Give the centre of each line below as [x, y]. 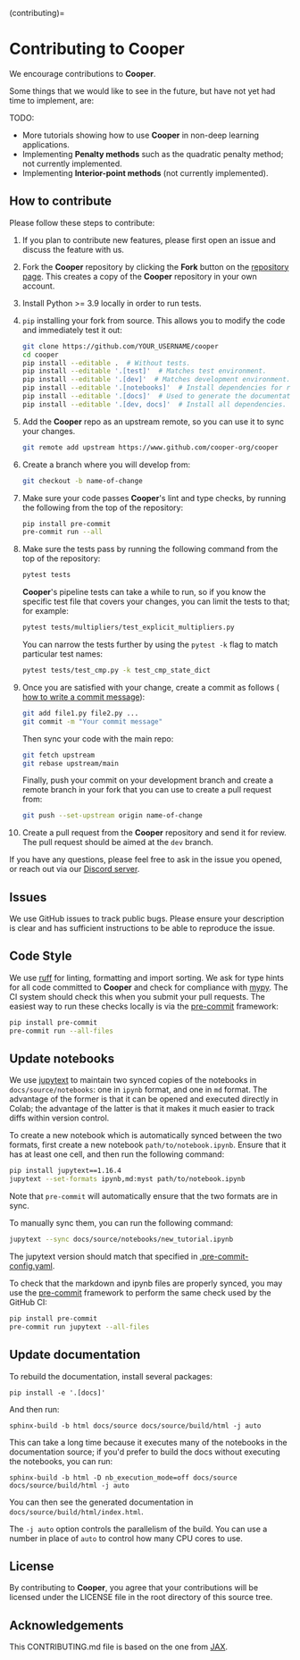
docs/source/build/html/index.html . [77, 1511]
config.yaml [31, 1266]
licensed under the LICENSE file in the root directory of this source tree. [141, 1597]
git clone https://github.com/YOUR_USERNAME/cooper [120, 346]
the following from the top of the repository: [103, 507]
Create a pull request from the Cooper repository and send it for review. [154, 833]
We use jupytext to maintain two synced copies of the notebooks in [133, 1080]
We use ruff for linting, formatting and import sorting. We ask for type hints [146, 977]
